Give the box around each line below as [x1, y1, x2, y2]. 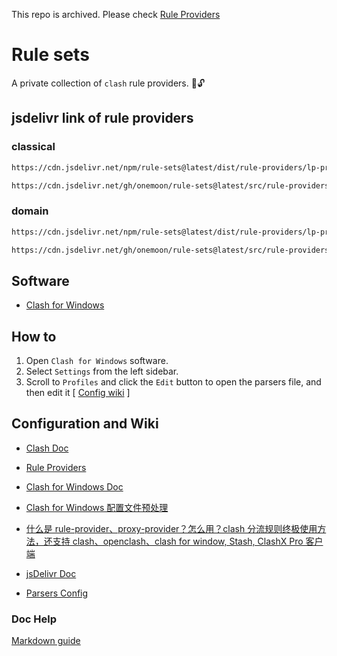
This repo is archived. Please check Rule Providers [11, 9, 221, 20]
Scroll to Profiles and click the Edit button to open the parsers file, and [25, 376, 322, 388]
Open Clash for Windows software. [25, 355, 169, 367]
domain [11, 204, 49, 218]
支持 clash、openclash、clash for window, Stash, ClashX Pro [52, 535, 304, 547]
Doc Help [11, 612, 58, 626]
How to [11, 328, 57, 345]
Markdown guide [11, 635, 81, 647]
